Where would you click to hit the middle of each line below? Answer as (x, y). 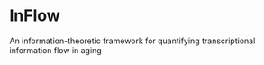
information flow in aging (55, 50)
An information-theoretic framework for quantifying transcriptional (132, 41)
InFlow (35, 16)
